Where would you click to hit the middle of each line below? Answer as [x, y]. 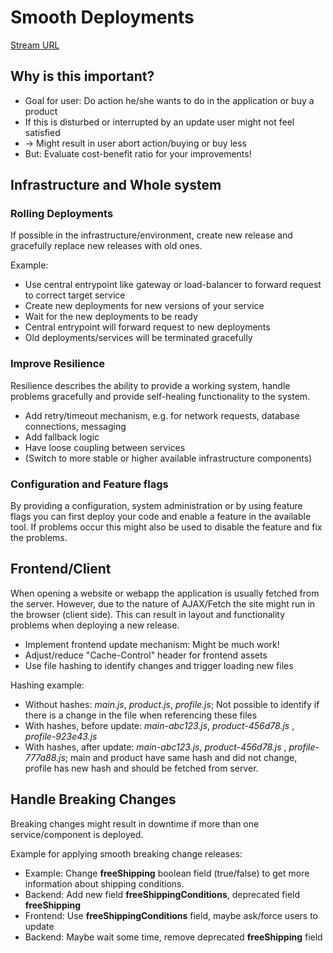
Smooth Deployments [102, 17]
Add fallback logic [62, 437]
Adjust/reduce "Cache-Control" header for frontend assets [146, 655]
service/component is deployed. [77, 834]
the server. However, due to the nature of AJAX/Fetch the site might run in [163, 603]
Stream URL [35, 45]
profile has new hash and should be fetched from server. [141, 768]
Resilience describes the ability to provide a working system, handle [150, 385]
